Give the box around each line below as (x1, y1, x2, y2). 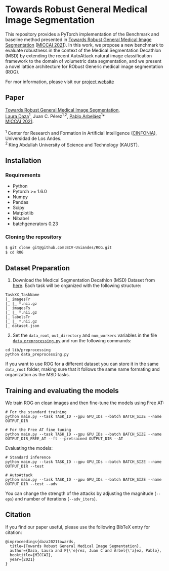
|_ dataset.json (5, 324, 39, 329)
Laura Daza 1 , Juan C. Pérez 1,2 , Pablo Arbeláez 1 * (5, 112, 105, 119)
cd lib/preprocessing (5, 347, 51, 353)
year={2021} (10, 557, 35, 562)
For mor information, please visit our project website (5, 79, 114, 85)
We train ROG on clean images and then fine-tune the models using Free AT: (5, 400, 164, 406)
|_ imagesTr (5, 297, 30, 302)
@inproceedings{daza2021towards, (5, 539, 76, 544)
